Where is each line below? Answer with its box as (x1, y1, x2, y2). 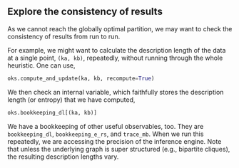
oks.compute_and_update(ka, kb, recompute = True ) (7, 75, 155, 82)
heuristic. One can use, (7, 61, 76, 70)
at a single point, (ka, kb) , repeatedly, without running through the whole (7, 53, 223, 62)
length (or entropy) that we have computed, (7, 95, 136, 104)
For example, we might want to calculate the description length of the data (7, 46, 226, 54)
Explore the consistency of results (7, 6, 163, 18)
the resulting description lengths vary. (7, 152, 119, 161)
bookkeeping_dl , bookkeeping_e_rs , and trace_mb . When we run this (7, 130, 204, 138)
